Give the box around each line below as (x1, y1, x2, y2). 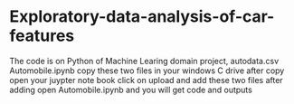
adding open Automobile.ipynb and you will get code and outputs (9, 84, 253, 95)
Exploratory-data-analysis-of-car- (9, 6, 275, 27)
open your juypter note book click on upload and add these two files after (9, 74, 283, 85)
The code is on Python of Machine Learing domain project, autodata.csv (9, 55, 280, 66)
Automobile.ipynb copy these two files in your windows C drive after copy (9, 65, 285, 76)
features (9, 25, 75, 46)
